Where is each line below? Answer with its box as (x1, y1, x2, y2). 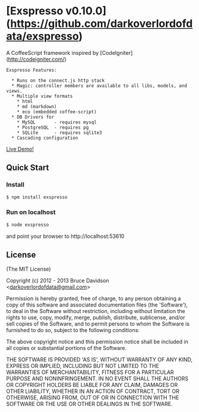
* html (17, 98, 33, 104)
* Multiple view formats (11, 93, 73, 99)
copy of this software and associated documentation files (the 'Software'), (6, 301, 188, 308)
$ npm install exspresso (6, 194, 68, 200)
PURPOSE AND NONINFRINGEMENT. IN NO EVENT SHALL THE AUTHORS (6, 375, 189, 382)
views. (6, 88, 23, 94)
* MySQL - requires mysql (17, 119, 97, 125)
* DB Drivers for (11, 114, 55, 120)
